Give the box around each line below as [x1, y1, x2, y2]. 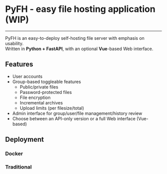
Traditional [5, 163, 32, 170]
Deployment [5, 135, 44, 144]
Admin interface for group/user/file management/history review [12, 110, 143, 116]
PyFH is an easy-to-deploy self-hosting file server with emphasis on [5, 35, 145, 41]
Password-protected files [19, 89, 72, 95]
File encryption [19, 94, 51, 100]
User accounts [12, 73, 43, 79]
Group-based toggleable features [12, 79, 81, 85]
